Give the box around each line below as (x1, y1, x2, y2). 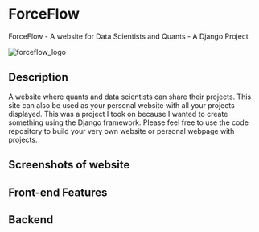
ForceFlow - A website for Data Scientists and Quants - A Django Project (8, 31, 249, 41)
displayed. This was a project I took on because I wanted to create (8, 109, 228, 118)
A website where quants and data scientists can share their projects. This (8, 92, 252, 101)
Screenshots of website (8, 158, 130, 172)
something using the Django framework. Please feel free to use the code (8, 118, 249, 127)
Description (8, 70, 68, 85)
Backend (8, 213, 54, 226)
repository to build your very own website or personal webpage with (8, 126, 235, 135)
